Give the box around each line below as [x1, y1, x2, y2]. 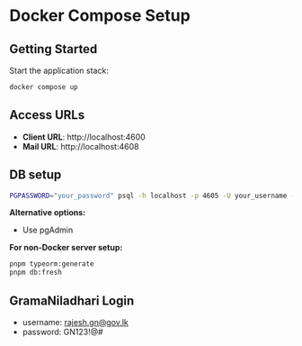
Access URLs [9, 107, 85, 123]
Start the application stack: [9, 65, 110, 76]
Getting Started [9, 41, 98, 57]
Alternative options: [9, 207, 86, 218]
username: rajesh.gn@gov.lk [22, 316, 129, 327]
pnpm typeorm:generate [9, 259, 94, 269]
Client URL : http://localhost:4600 [22, 132, 146, 142]
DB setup [9, 168, 62, 183]
